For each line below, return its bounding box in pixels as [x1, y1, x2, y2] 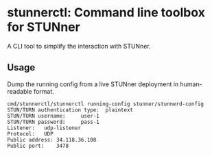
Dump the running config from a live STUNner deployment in [7, 80, 179, 88]
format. [33, 87, 55, 95]
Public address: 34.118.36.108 [7, 136, 97, 143]
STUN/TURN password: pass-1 [7, 118, 99, 125]
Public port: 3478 [7, 142, 69, 149]
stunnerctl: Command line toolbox [7, 5, 206, 21]
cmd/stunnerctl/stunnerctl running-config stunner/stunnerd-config [7, 101, 204, 107]
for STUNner [7, 19, 80, 35]
